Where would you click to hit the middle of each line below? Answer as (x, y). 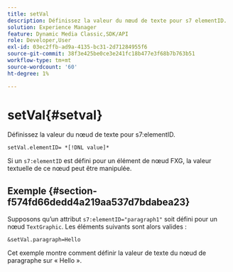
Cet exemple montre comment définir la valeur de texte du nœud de (107, 253)
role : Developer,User (39, 41)
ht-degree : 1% (28, 73)
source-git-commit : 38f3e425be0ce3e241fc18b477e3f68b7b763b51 (101, 54)
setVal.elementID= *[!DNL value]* (59, 148)
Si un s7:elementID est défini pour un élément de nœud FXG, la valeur (109, 161)
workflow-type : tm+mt (39, 61)
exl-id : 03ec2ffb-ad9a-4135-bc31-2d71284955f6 (77, 47)
